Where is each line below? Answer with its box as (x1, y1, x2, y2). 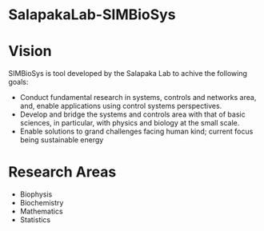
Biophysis (19, 189, 53, 199)
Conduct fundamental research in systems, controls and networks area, (19, 93, 257, 102)
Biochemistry (19, 198, 64, 208)
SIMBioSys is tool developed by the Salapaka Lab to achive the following (8, 69, 248, 78)
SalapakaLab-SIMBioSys (8, 6, 176, 24)
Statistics (19, 215, 51, 225)
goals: (8, 78, 29, 87)
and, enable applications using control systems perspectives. (19, 102, 222, 111)
